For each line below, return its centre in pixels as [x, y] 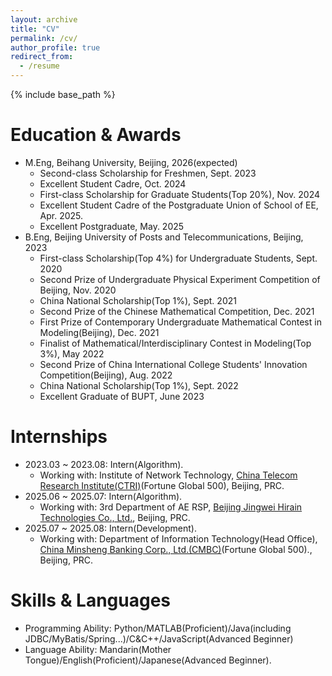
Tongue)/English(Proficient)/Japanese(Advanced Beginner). [148, 660]
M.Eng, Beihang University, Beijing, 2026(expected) [131, 162]
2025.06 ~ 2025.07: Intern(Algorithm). [103, 496]
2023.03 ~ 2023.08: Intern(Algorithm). [104, 464]
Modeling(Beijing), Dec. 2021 [99, 332]
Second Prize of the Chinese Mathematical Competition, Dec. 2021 [177, 311]
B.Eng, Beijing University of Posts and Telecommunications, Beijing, [164, 237]
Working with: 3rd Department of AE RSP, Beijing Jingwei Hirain [171, 507]
